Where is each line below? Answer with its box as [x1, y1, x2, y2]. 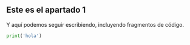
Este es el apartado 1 [6, 5, 86, 15]
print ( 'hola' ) [6, 33, 42, 39]
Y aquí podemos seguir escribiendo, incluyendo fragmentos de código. [6, 21, 184, 28]
